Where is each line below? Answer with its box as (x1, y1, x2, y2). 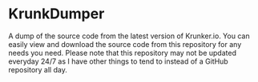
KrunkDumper (8, 5, 105, 23)
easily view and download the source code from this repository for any (8, 39, 242, 49)
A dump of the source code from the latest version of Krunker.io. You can (8, 31, 250, 41)
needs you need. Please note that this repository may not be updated (8, 48, 236, 57)
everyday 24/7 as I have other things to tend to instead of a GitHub (8, 57, 228, 66)
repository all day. (8, 64, 68, 74)
